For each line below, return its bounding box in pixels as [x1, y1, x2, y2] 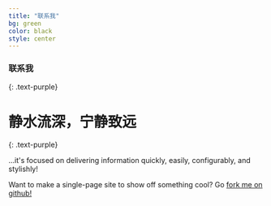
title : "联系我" [8, 11, 60, 20]
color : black [8, 27, 53, 35]
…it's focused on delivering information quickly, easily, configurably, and [8, 156, 252, 165]
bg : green [8, 19, 42, 28]
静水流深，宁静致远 [8, 113, 137, 131]
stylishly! [8, 164, 38, 174]
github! [8, 188, 32, 199]
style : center [8, 34, 57, 43]
